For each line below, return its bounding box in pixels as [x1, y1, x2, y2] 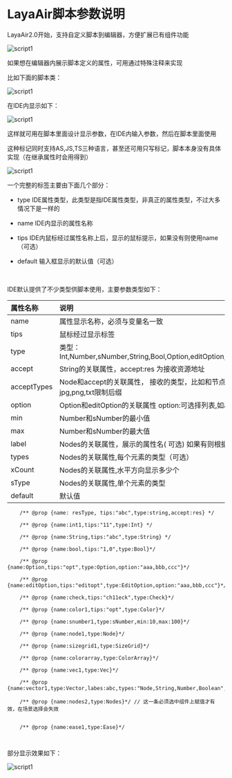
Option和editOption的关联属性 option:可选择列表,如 [59, 400, 224, 410]
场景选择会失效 [22, 705, 59, 712]
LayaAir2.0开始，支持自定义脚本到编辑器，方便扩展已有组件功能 [7, 30, 189, 39]
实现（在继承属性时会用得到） [7, 153, 92, 161]
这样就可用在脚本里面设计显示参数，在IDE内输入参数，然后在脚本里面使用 [7, 129, 217, 138]
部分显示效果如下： [7, 748, 62, 757]
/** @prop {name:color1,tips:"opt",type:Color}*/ [19, 606, 166, 613]
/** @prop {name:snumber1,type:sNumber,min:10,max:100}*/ [19, 618, 190, 625]
